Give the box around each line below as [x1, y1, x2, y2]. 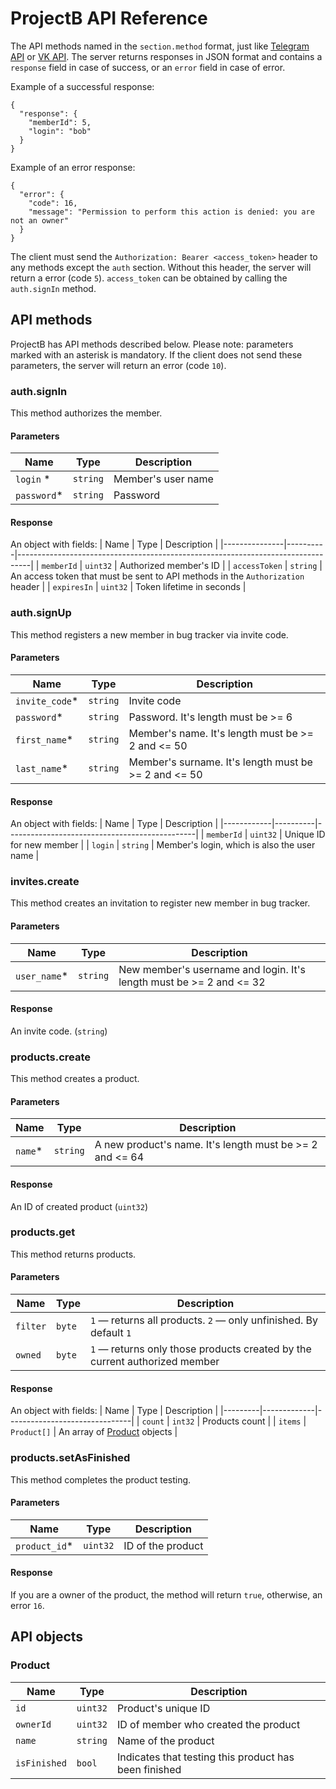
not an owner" [10, 215, 70, 226]
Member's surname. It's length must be [128, 755, 313, 769]
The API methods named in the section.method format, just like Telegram [10, 40, 310, 52]
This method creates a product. [10, 1073, 140, 1085]
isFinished [15, 1757, 67, 1769]
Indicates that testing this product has [116, 1750, 295, 1764]
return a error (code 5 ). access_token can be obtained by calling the [10, 272, 288, 284]
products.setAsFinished [10, 1451, 131, 1465]
